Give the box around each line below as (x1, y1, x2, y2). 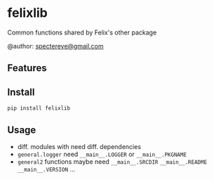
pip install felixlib (7, 105, 71, 112)
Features (7, 62, 47, 75)
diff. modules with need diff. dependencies (17, 142, 142, 150)
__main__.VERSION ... (17, 165, 76, 173)
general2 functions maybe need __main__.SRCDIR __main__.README (17, 157, 208, 166)
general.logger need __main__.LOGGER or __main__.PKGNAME (17, 150, 187, 158)
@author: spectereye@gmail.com (7, 41, 104, 50)
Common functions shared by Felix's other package (7, 28, 157, 37)
